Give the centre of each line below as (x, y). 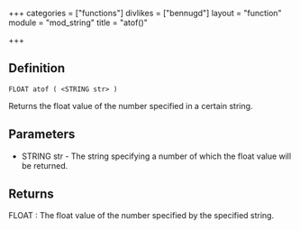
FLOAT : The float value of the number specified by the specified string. (141, 216)
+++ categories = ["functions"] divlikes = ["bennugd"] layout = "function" (145, 13)
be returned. (45, 165)
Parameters (42, 134)
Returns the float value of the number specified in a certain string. (131, 106)
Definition (36, 68)
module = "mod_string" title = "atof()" (78, 23)
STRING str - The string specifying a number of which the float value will (156, 156)
